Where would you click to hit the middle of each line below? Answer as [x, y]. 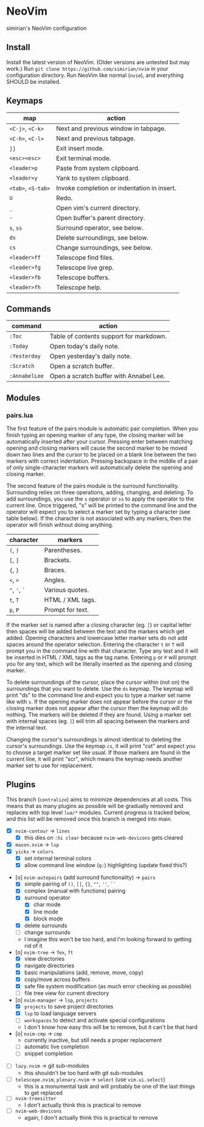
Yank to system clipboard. [93, 178]
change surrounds [47, 932]
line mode [46, 911]
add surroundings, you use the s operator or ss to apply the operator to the [100, 499]
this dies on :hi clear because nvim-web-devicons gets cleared [104, 837]
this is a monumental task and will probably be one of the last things [110, 1086]
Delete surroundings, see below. [102, 238]
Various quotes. [67, 590]
